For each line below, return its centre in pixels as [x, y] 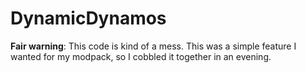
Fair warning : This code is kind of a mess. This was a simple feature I [153, 46]
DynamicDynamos [88, 18]
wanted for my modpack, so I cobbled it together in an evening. [141, 56]
